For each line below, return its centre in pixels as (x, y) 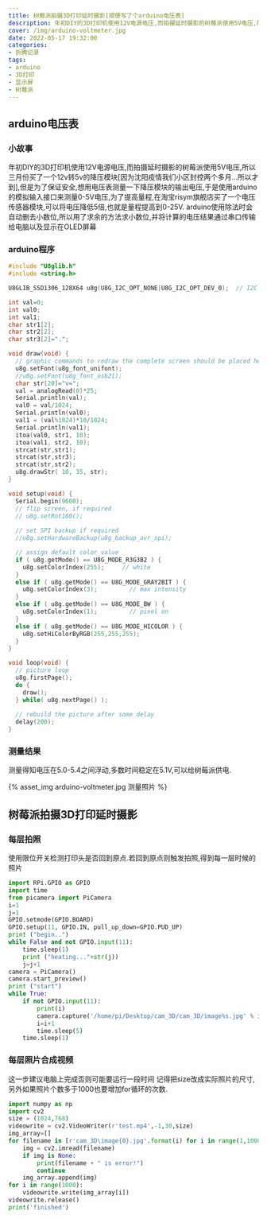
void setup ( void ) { (41, 494)
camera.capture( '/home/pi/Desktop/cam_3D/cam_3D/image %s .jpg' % (145, 1016)
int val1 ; (25, 317)
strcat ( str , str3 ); (46, 457)
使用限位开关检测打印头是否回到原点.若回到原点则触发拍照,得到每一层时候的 (132, 858)
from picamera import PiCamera (60, 898)
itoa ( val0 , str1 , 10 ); (53, 435)
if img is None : (50, 1155)
